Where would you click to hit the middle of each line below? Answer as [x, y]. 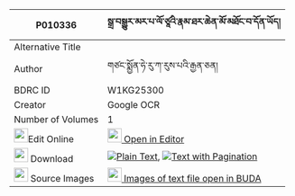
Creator [30, 105]
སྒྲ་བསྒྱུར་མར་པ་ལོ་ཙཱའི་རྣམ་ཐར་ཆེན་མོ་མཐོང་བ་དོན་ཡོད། [194, 22]
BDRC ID [32, 90]
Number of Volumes [56, 119]
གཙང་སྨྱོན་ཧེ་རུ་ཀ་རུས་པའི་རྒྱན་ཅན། [162, 65]
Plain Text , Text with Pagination [187, 156]
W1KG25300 [135, 90]
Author [28, 68]
